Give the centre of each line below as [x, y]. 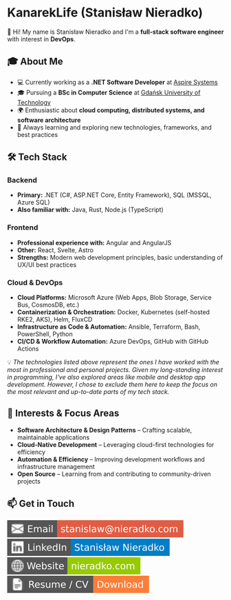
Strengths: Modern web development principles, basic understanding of [120, 257]
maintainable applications [53, 437]
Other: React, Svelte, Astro [55, 250]
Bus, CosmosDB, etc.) [48, 305]
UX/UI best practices [47, 265]
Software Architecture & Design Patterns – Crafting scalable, [104, 430]
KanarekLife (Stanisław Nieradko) [105, 13]
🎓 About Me [35, 62]
